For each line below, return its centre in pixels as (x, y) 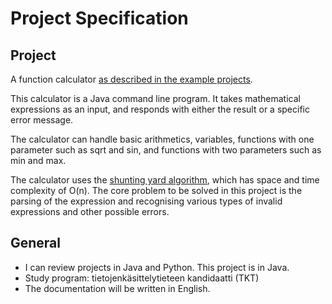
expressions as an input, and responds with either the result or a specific (160, 109)
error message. (42, 120)
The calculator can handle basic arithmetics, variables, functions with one (162, 139)
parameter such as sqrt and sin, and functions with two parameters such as (166, 150)
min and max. (38, 160)
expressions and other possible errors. (90, 211)
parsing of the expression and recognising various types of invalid (146, 201)
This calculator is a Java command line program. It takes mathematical (155, 98)
